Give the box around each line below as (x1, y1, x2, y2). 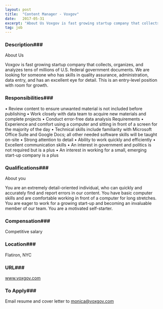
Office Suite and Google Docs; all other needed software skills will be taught (5, 131, 158, 137)
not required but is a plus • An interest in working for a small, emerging (5, 147, 147, 153)
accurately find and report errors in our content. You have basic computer (5, 190, 153, 196)
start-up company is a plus (5, 152, 59, 158)
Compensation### (5, 218, 50, 224)
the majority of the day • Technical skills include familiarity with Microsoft (5, 126, 152, 132)
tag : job (5, 25, 23, 30)
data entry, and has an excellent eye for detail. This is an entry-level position (5, 77, 158, 83)
